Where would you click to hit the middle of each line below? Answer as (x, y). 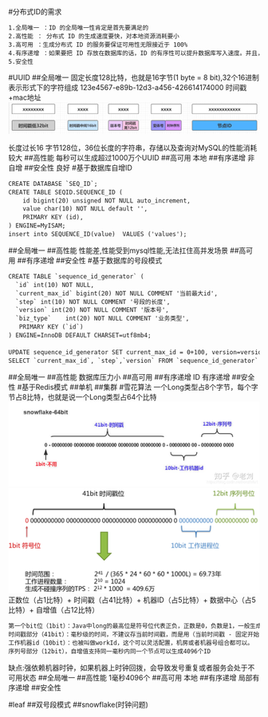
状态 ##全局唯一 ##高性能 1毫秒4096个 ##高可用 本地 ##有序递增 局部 (137, 677)
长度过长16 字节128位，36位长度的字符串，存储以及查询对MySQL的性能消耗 (133, 148)
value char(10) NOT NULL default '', (85, 209)
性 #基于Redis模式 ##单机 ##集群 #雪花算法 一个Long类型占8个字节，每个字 (134, 387)
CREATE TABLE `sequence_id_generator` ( (77, 276)
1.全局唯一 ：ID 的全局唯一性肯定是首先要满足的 (79, 28)
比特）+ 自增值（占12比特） (54, 610)
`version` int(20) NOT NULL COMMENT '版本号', (93, 310)
